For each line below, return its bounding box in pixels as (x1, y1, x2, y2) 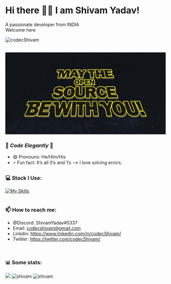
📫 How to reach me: (5, 206, 57, 214)
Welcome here (5, 27, 36, 33)
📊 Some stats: (5, 259, 42, 266)
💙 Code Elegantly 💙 (5, 142, 53, 149)
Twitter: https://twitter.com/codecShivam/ (12, 236, 101, 242)
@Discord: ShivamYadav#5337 (12, 220, 78, 226)
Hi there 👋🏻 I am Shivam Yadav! (5, 5, 140, 16)
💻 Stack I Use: (5, 174, 42, 182)
